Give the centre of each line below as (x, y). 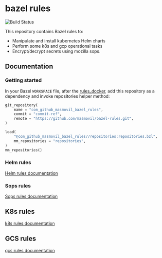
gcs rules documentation (30, 250)
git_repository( (21, 105)
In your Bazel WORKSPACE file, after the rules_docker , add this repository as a (80, 91)
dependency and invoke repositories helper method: (57, 96)
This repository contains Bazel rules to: (44, 31)
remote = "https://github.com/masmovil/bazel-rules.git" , (74, 119)
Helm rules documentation (32, 173)
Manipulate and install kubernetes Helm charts (59, 41)
